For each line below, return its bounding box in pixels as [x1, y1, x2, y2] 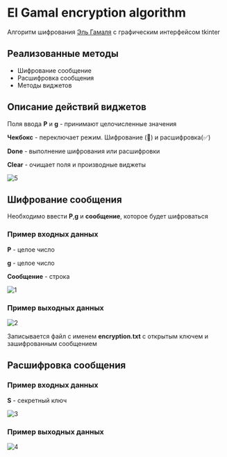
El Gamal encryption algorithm [7, 5, 186, 21]
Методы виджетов [17, 81, 72, 89]
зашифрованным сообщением [7, 339, 97, 347]
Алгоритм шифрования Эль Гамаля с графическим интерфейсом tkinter [7, 28, 221, 36]
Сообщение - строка [7, 272, 70, 280]
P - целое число [7, 245, 56, 254]
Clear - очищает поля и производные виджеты [7, 160, 146, 169]
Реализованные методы [7, 48, 119, 60]
